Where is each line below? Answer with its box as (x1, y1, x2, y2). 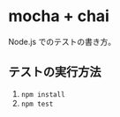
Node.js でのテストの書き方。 (8, 36, 116, 47)
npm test (20, 99, 54, 108)
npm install (20, 90, 65, 99)
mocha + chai (8, 6, 109, 26)
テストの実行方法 (8, 64, 101, 80)
